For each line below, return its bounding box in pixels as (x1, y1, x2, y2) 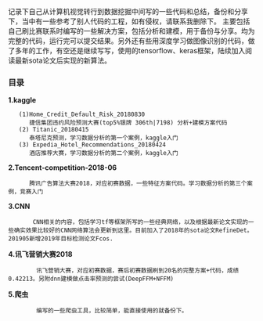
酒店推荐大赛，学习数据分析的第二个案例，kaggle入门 (28, 150, 178, 157)
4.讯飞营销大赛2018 (8, 250, 73, 259)
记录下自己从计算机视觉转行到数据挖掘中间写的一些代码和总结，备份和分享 (8, 7, 248, 16)
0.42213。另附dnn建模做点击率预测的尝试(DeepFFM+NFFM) (8, 275, 175, 283)
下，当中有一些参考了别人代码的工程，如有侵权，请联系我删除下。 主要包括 (8, 16, 250, 26)
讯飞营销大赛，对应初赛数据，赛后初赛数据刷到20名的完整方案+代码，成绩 (36, 267, 240, 275)
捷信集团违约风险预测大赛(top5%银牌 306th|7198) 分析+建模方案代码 (28, 119, 228, 127)
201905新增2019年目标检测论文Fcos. (8, 235, 113, 243)
